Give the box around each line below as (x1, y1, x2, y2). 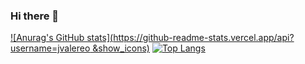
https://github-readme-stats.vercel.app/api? (113, 32, 295, 44)
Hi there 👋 (10, 9, 60, 23)
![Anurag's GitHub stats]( (10, 32, 114, 44)
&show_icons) (92, 42, 150, 54)
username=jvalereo (10, 42, 91, 54)
